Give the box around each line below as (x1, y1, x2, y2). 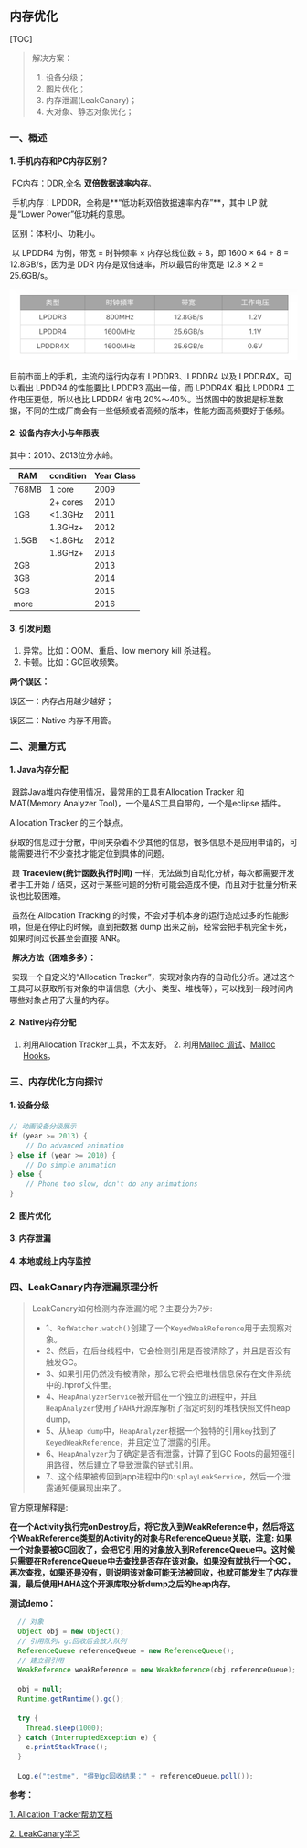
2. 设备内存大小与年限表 (9, 428, 100, 439)
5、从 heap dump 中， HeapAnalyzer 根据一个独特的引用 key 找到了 (45, 1426, 277, 1437)
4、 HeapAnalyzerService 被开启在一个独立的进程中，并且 (45, 1391, 258, 1402)
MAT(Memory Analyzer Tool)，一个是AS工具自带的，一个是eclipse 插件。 (9, 797, 286, 808)
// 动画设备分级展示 (9, 1122, 77, 1131)
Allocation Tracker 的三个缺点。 (9, 817, 129, 828)
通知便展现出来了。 (53, 1482, 126, 1493)
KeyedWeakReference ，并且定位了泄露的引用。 (45, 1437, 217, 1447)
